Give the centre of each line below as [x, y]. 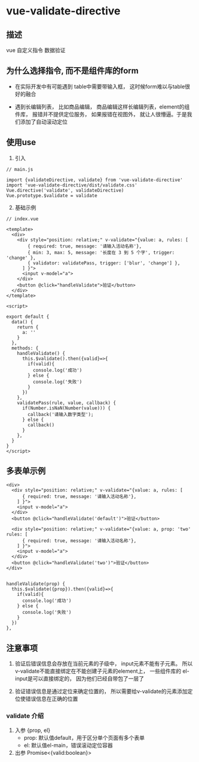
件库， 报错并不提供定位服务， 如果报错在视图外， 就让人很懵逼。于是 [101, 114]
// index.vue [22, 219]
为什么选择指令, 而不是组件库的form [72, 71]
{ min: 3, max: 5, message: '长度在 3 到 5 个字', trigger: [101, 252]
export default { [28, 317]
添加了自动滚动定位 [44, 122]
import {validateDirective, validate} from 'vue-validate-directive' [95, 180]
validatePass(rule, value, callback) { [67, 403]
